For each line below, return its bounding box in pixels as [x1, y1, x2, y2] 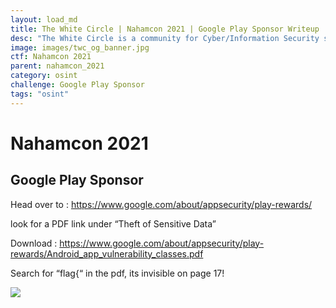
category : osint [10, 71, 78, 81]
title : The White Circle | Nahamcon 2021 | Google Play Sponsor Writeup [10, 24, 320, 34]
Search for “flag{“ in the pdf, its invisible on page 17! [10, 267, 225, 279]
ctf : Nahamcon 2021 [10, 52, 92, 62]
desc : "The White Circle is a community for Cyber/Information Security [10, 33, 320, 43]
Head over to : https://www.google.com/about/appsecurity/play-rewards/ [10, 198, 313, 210]
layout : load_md [10, 14, 78, 25]
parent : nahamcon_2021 [10, 61, 105, 71]
